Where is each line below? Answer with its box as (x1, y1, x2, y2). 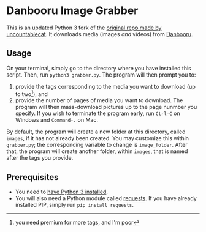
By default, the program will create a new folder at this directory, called (6, 128, 186, 135)
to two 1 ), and (15, 89, 48, 98)
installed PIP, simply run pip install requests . (15, 201, 134, 209)
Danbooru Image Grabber (6, 4, 139, 18)
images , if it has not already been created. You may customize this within (6, 135, 189, 142)
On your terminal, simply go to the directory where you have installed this (6, 64, 191, 72)
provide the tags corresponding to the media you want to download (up (15, 83, 196, 90)
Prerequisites (6, 172, 59, 182)
